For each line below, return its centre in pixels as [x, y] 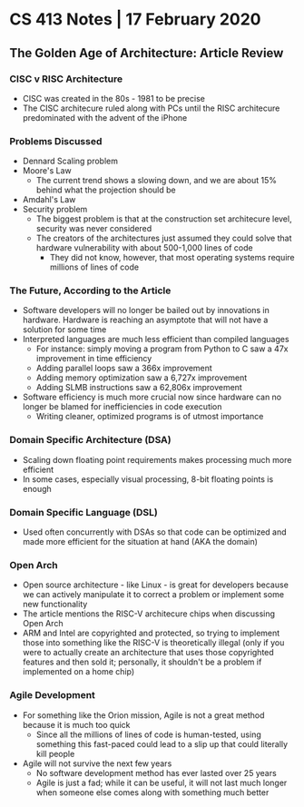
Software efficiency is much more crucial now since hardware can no [152, 397]
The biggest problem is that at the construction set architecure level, [164, 219]
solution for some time [64, 330]
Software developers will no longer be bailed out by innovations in [146, 310]
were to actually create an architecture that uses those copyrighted [148, 653]
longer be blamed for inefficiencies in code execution [122, 407]
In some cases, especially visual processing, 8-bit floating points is [148, 479]
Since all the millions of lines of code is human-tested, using [148, 734]
